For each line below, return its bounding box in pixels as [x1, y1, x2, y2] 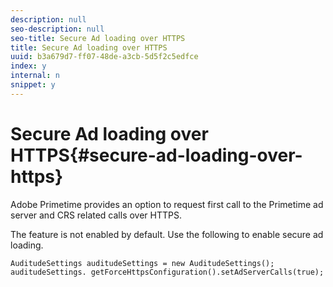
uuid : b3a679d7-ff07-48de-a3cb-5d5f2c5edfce [10, 52, 199, 62]
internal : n [10, 71, 60, 81]
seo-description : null [10, 24, 105, 34]
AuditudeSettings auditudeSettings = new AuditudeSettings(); [10, 258, 275, 268]
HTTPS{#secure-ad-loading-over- [10, 144, 303, 166]
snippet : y [10, 80, 56, 90]
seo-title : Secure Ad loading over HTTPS [10, 33, 186, 43]
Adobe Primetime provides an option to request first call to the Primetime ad [10, 198, 324, 210]
